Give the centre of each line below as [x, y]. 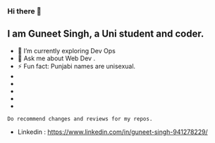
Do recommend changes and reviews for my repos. [80, 118]
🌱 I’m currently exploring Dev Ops [67, 50]
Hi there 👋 [25, 11]
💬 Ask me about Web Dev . [56, 58]
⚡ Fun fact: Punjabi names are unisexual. [76, 66]
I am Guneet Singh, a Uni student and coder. [106, 34]
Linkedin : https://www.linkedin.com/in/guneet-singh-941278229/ [112, 132]
